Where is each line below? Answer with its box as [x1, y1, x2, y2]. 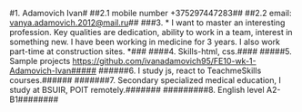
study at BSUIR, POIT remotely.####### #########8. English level [9, 85, 266, 95]
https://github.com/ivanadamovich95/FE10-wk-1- [72, 56, 257, 66]
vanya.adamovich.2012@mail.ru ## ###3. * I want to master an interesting [9, 17, 286, 28]
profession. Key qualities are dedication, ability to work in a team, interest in [9, 27, 293, 37]
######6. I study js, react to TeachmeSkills [98, 65, 262, 76]
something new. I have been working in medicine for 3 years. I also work [9, 36, 280, 47]
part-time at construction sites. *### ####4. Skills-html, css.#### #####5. [9, 46, 293, 57]
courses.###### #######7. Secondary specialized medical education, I [9, 75, 282, 85]
